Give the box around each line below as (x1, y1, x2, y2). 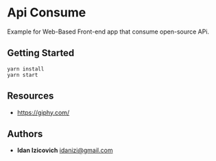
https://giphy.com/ (16, 108, 70, 116)
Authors (7, 128, 43, 140)
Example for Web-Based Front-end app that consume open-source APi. (7, 27, 210, 36)
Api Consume (7, 5, 86, 21)
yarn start (7, 71, 38, 78)
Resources (7, 90, 54, 102)
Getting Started (7, 47, 75, 59)
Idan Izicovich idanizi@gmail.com (16, 146, 113, 155)
